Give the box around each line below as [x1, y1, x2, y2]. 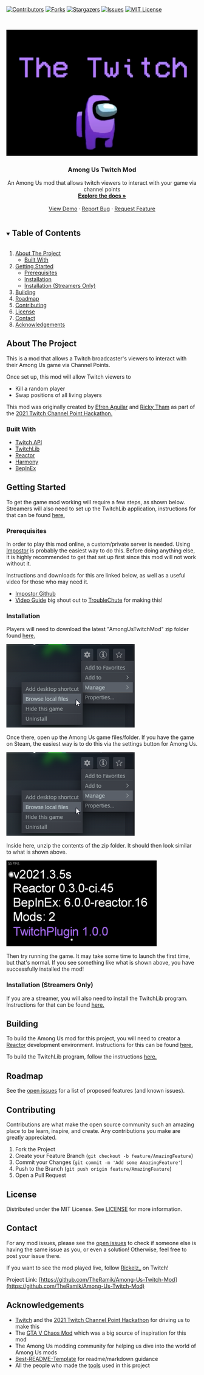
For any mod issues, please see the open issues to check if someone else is [6, 1239, 196, 1246]
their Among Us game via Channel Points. [6, 361, 110, 368]
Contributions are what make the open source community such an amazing [6, 1121, 194, 1128]
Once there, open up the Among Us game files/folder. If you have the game [6, 734, 194, 741]
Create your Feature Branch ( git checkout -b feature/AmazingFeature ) [15, 1152, 194, 1160]
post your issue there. [6, 1252, 61, 1259]
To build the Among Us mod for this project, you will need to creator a [6, 1035, 181, 1042]
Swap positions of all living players [15, 391, 102, 399]
